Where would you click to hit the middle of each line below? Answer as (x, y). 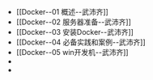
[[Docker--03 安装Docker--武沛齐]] (74, 32)
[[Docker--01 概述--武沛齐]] (62, 12)
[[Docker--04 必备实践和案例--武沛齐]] (81, 42)
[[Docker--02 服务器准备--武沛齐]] (74, 22)
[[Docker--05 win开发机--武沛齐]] (72, 52)
